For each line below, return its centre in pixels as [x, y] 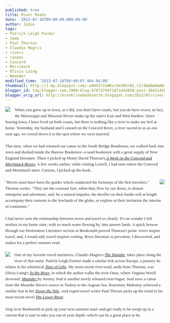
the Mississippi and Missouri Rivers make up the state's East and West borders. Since [85, 116]
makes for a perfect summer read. [33, 243]
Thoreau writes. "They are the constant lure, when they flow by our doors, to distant [74, 188]
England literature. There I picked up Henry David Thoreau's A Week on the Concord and [79, 158]
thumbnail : [17, 85]
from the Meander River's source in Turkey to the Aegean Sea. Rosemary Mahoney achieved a [83, 285]
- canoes [14, 57]
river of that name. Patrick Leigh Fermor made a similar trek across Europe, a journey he [88, 261]
